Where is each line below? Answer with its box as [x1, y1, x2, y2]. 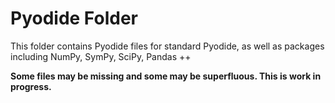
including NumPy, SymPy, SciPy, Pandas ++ [10, 50, 192, 62]
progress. [10, 80, 52, 92]
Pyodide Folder [10, 7, 138, 30]
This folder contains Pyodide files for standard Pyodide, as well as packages [10, 40, 325, 52]
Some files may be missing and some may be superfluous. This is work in [10, 70, 322, 82]
